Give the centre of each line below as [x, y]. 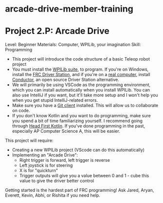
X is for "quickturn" [39, 171]
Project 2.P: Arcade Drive [57, 31]
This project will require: [29, 141]
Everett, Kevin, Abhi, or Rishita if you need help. [53, 195]
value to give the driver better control [56, 181]
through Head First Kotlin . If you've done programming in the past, [78, 126]
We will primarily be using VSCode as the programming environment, [81, 85]
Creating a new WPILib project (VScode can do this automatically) [78, 150]
